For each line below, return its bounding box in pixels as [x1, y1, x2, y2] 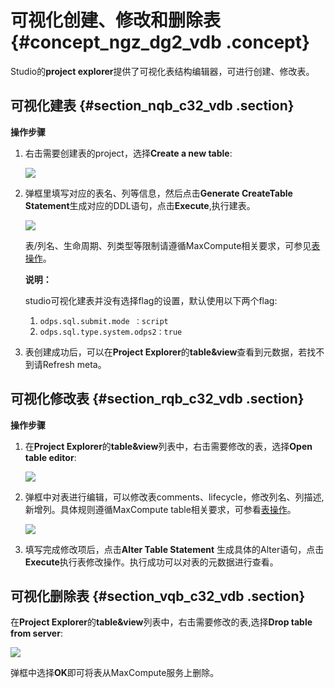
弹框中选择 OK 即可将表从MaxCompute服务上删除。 [10, 667, 220, 679]
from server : [10, 627, 63, 640]
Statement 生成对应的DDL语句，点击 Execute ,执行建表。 [24, 199, 256, 211]
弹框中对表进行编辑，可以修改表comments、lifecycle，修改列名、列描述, [24, 491, 325, 503]
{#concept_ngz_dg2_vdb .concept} [10, 31, 311, 54]
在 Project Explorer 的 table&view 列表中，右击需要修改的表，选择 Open [24, 440, 313, 452]
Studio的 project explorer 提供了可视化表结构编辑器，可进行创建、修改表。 [10, 65, 315, 77]
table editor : [24, 451, 77, 463]
